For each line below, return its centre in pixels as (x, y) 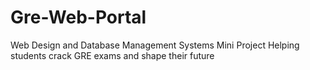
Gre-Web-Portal (78, 17)
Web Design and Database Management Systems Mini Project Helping (155, 45)
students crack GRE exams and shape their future (112, 55)
